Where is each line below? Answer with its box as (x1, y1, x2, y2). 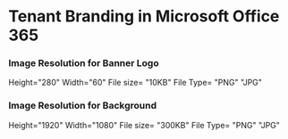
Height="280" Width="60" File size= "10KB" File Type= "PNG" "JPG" (8, 78, 263, 88)
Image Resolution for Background (8, 100, 157, 112)
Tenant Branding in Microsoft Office (8, 6, 280, 27)
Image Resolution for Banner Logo (8, 57, 159, 69)
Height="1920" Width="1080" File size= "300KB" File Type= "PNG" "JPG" (8, 119, 281, 130)
